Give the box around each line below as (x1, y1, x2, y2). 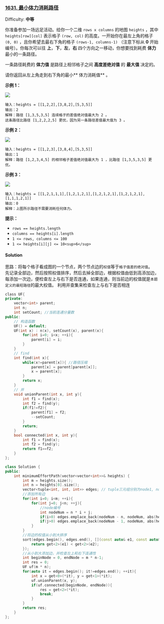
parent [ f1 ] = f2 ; (31, 410, 67, 415)
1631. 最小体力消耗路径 (5, 4, 59, 11)
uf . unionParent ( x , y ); (31, 578, 78, 583)
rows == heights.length (12, 226, 61, 231)
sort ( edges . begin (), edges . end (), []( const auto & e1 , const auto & (22, 537, 161, 542)
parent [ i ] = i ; (31, 337, 62, 342)
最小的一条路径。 (5, 51, 40, 57)
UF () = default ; (14, 324, 47, 328)
